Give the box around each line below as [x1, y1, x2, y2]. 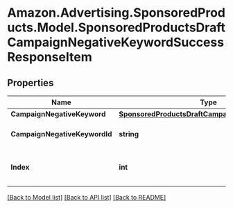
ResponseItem [7, 49, 92, 65]
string [119, 129, 139, 138]
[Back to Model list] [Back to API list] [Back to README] [7, 193, 166, 201]
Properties [7, 77, 54, 88]
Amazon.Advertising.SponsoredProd [7, 5, 226, 21]
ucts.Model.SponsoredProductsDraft [7, 19, 226, 35]
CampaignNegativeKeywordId [10, 129, 112, 138]
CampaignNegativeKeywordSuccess [7, 35, 224, 50]
